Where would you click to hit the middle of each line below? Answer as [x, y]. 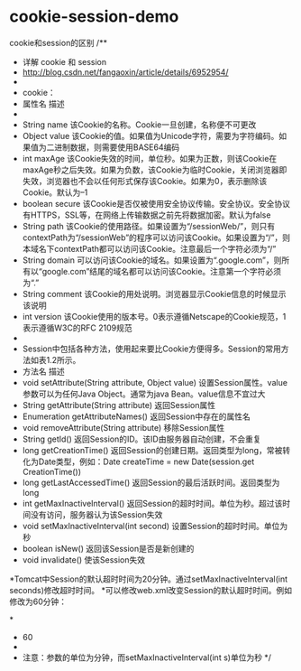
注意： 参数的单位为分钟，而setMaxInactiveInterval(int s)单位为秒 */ [147, 657]
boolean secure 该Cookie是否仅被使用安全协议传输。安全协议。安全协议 [156, 203]
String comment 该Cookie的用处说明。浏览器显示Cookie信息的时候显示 [154, 294]
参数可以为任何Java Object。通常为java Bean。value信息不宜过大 [144, 394]
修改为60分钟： [38, 601]
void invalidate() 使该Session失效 [84, 559]
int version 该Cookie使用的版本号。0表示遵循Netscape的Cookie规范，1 [154, 316]
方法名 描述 [43, 371]
